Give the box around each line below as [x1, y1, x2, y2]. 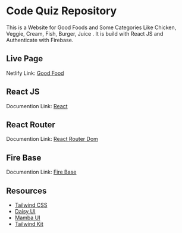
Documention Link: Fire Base [6, 168, 77, 176]
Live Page [6, 53, 43, 64]
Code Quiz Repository [6, 4, 117, 18]
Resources [6, 185, 47, 196]
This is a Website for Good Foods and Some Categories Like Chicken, [6, 24, 177, 31]
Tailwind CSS [14, 201, 48, 209]
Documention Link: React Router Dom [6, 136, 98, 143]
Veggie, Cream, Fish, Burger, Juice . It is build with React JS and [6, 30, 164, 37]
